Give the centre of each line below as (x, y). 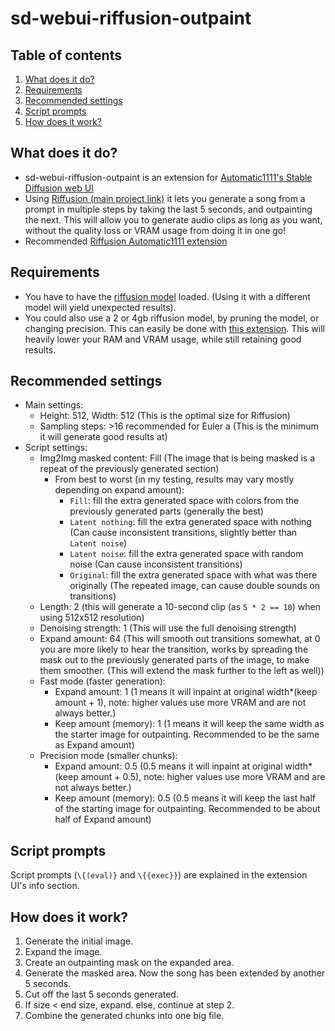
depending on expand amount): (119, 490)
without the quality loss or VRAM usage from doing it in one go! (155, 230)
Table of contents (66, 55)
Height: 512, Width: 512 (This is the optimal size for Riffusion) (165, 416)
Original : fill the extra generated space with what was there (193, 575)
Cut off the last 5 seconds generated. (101, 994)
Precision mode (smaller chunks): (108, 756)
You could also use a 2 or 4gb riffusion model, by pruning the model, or (172, 318)
